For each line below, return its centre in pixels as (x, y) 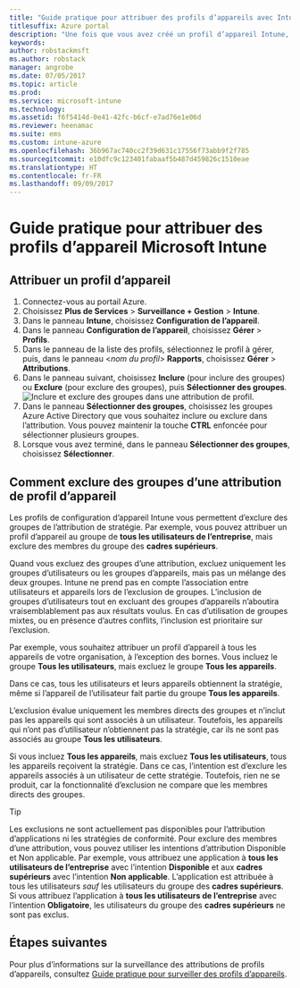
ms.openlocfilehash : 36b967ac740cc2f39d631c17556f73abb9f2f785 (129, 150)
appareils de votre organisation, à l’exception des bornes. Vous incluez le (144, 656)
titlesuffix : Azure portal (59, 26)
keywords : (28, 43)
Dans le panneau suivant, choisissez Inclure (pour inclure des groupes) (154, 378)
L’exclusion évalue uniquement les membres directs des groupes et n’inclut (147, 710)
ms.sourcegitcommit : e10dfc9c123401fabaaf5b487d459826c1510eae (129, 159)
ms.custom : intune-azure (55, 142)
